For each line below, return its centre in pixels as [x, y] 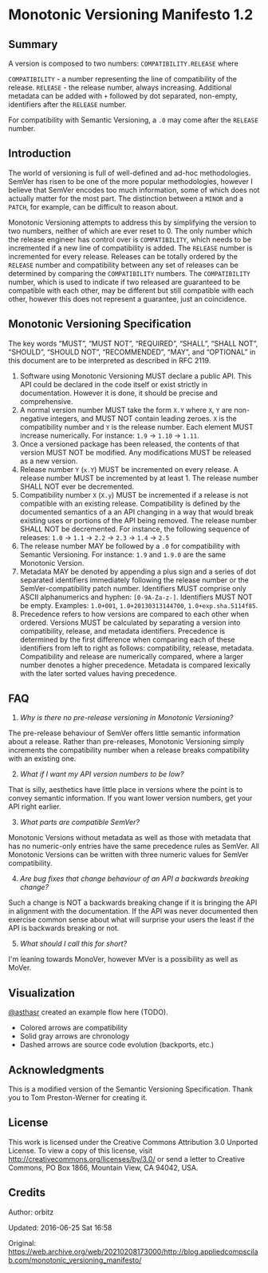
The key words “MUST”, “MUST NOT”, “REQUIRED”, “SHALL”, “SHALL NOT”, [133, 343]
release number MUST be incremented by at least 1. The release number [139, 478]
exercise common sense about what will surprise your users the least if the [132, 920]
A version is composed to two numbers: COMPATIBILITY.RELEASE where [124, 63]
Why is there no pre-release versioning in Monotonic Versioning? [126, 718]
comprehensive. [46, 401]
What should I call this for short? [73, 944]
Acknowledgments [57, 1070]
